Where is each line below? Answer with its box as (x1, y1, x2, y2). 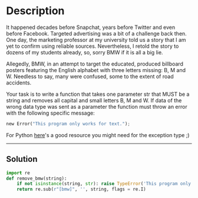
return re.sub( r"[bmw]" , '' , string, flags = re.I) (16, 186, 146, 193)
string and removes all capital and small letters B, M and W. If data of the (6, 96, 182, 104)
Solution (6, 154, 38, 164)
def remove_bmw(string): (6, 176, 67, 181)
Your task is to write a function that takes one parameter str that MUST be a (6, 90, 190, 98)
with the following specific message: (6, 109, 95, 116)
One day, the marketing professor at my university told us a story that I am (6, 36, 187, 43)
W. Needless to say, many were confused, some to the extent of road (6, 73, 174, 80)
